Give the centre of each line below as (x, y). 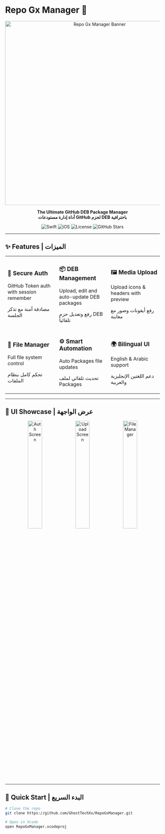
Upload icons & (128, 287)
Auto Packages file (81, 361)
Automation (76, 349)
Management (78, 278)
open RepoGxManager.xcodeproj (36, 827)
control (16, 364)
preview (120, 299)
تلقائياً (65, 320)
